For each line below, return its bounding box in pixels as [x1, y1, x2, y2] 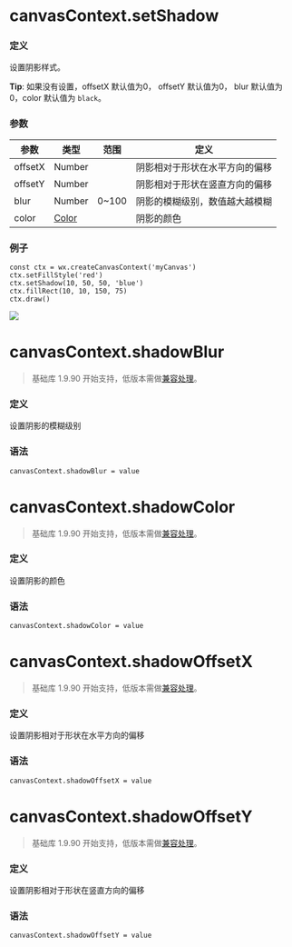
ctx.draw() [9, 294, 51, 304]
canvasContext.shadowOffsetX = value [9, 776, 152, 785]
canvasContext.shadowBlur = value [9, 466, 141, 475]
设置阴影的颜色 [9, 574, 65, 586]
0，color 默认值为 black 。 [9, 93, 106, 104]
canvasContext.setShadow [9, 5, 219, 26]
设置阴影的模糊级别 [9, 420, 82, 432]
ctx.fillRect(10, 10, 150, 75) [9, 287, 128, 296]
